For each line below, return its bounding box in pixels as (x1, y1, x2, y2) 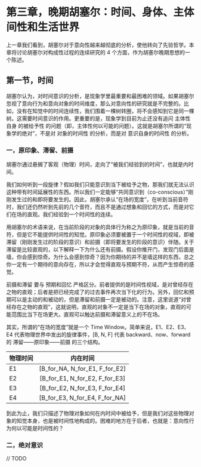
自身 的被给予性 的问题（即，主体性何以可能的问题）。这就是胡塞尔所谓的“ (6, 122, 187, 129)
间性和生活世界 (6, 20, 80, 34)
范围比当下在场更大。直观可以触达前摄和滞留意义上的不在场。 (11, 311, 163, 318)
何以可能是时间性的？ (11, 425, 64, 432)
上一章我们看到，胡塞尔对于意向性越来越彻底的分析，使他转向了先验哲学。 (6, 41, 189, 48)
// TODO (6, 455, 27, 462)
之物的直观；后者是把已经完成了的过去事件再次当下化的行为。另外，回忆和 (6, 288, 189, 296)
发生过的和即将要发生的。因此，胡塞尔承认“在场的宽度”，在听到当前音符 (11, 196, 189, 203)
